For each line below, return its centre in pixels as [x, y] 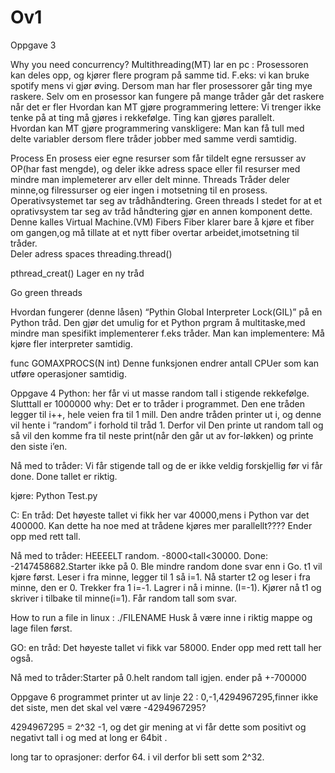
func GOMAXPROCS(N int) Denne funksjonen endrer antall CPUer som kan [165, 363]
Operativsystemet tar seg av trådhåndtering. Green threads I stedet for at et [166, 200]
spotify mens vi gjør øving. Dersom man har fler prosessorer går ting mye [161, 85]
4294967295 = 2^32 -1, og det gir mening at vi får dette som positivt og [158, 727]
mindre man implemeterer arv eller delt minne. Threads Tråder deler [150, 179]
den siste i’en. [39, 446]
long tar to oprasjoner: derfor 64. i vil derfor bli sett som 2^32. [137, 757]
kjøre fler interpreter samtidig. [71, 343]
